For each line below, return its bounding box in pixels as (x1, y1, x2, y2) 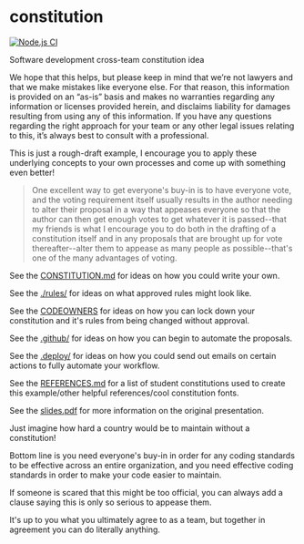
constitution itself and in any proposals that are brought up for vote (31, 232, 283, 243)
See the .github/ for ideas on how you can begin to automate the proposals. (9, 333, 293, 344)
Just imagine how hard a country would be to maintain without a (9, 422, 250, 434)
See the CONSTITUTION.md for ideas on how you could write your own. (9, 270, 280, 281)
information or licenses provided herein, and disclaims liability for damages (9, 100, 291, 111)
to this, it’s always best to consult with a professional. (9, 129, 209, 140)
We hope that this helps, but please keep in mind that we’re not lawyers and (9, 71, 294, 83)
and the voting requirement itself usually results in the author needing (31, 194, 293, 205)
